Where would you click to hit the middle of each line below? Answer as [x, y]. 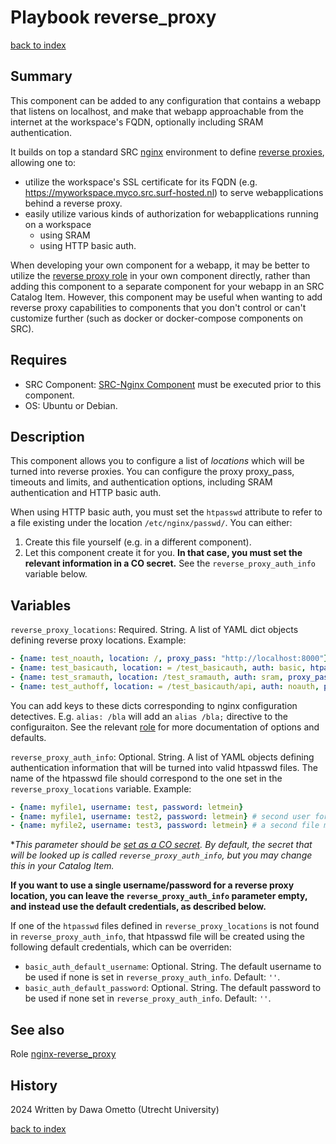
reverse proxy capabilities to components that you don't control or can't [158, 307]
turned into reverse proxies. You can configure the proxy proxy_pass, [152, 472]
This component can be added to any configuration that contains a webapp [166, 100]
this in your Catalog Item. [62, 866]
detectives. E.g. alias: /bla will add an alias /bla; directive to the [149, 716]
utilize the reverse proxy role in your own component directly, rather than [160, 275]
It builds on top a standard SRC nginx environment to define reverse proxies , [167, 152]
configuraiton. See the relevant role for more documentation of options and [165, 727]
